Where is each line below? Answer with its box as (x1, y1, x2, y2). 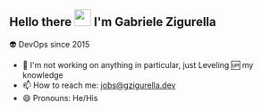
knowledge (21, 69, 64, 81)
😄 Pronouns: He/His (21, 92, 98, 103)
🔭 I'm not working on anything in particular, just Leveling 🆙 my (21, 59, 254, 70)
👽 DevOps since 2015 (9, 38, 90, 49)
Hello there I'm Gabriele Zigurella (9, 14, 216, 30)
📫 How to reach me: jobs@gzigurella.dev (21, 80, 176, 90)
